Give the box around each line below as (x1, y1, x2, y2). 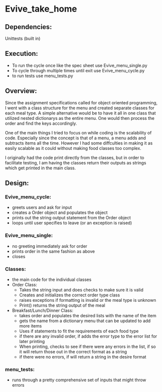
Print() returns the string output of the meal (19, 302, 105, 308)
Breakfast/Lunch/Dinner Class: (12, 307, 74, 313)
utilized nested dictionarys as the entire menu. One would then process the (5, 115, 155, 121)
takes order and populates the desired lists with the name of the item (19, 312, 156, 318)
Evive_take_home (5, 3, 77, 15)
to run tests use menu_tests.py (12, 73, 74, 79)
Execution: (5, 49, 38, 58)
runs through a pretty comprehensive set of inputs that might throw (12, 377, 147, 383)
